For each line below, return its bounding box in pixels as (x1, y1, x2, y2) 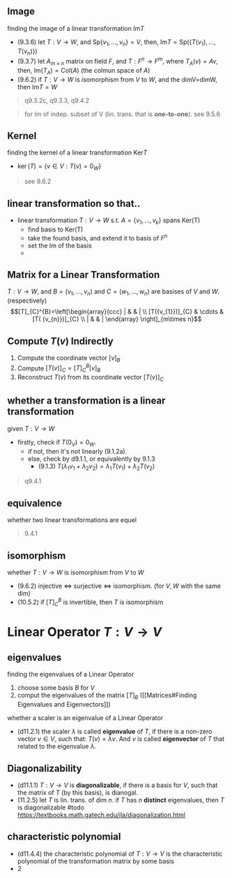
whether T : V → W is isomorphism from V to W (7, 568, 144, 577)
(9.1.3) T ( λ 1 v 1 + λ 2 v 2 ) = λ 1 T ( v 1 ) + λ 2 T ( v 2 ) (38, 461, 155, 472)
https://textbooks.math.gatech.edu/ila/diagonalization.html (17, 811, 186, 819)
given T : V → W (7, 424, 55, 433)
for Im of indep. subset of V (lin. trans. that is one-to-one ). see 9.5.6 (24, 110, 221, 118)
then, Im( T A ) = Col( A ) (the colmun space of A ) (17, 66, 150, 76)
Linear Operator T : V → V (7, 624, 162, 640)
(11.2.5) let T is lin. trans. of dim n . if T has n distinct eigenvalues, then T (17, 796, 225, 805)
